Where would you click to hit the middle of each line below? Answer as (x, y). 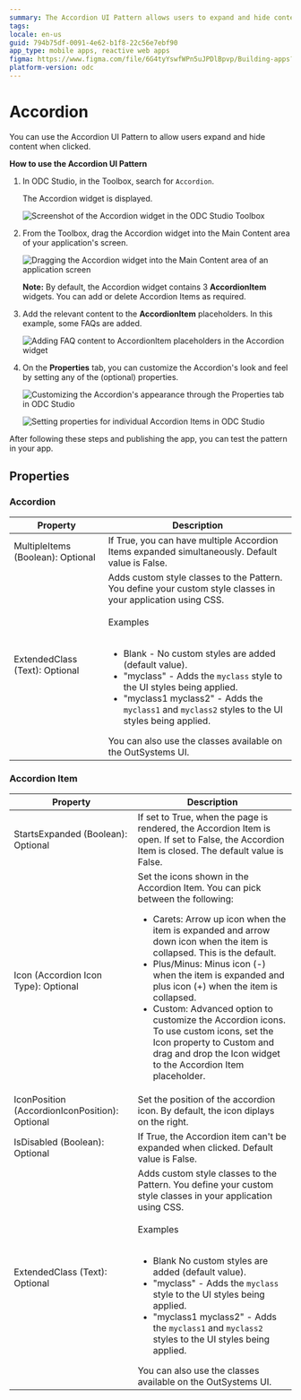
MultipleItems (43, 546)
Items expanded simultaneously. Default (193, 551)
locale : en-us (36, 34)
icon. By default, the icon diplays (206, 1110)
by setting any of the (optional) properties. (100, 376)
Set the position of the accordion (206, 1099)
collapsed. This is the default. (215, 953)
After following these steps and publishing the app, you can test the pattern (149, 438)
